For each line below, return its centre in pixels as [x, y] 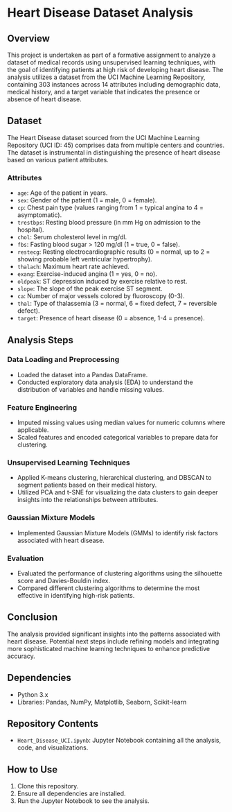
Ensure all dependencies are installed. [71, 794]
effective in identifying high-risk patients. [76, 595]
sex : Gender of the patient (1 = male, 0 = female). [87, 200]
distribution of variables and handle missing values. [90, 389]
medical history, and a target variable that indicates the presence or [104, 92]
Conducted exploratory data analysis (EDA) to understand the [105, 382]
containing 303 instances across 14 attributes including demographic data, [114, 84]
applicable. [33, 430]
